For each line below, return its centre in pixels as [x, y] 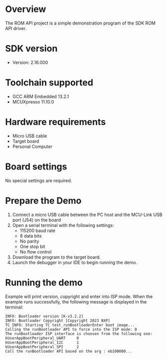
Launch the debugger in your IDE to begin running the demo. [75, 262]
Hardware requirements [56, 122]
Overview [26, 9]
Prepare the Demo [43, 200]
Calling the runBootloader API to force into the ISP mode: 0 [71, 329]
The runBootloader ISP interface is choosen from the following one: [79, 333]
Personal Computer [32, 146]
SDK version [31, 49]
